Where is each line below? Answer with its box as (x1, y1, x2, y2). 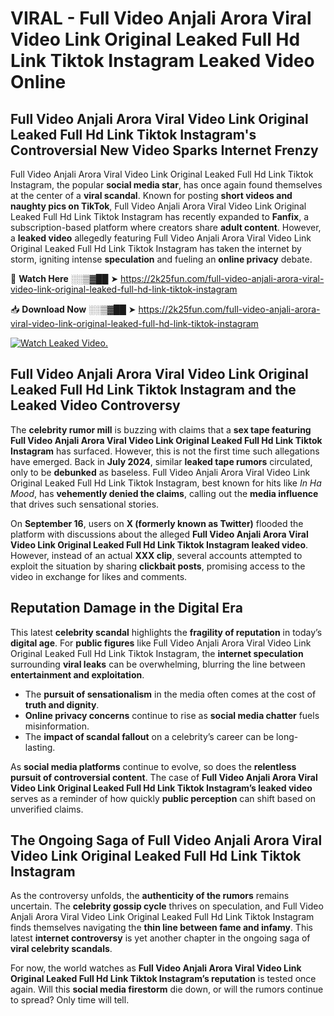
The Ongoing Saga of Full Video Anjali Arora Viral (10, 832, 323, 849)
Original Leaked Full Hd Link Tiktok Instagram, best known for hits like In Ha (10, 477, 322, 489)
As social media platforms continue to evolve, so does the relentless (10, 760, 297, 772)
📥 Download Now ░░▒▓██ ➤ (10, 303, 137, 315)
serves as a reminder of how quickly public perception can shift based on (10, 792, 317, 804)
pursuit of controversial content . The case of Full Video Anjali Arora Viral (10, 771, 318, 783)
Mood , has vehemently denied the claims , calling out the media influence (10, 487, 319, 499)
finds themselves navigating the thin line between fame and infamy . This (10, 922, 313, 934)
